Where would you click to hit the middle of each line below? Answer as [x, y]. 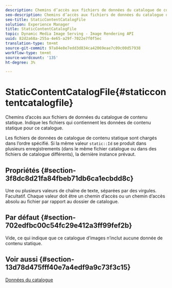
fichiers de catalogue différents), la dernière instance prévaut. [71, 154]
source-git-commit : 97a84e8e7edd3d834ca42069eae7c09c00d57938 [73, 48]
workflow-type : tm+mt [28, 53]
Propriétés [23, 170]
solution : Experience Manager [38, 24]
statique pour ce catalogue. [34, 128]
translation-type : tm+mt [32, 43]
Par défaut [22, 218]
